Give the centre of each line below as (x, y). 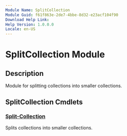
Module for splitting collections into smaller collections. (64, 86)
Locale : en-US (21, 29)
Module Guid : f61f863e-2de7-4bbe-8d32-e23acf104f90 (62, 15)
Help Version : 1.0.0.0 (30, 24)
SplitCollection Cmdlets (44, 102)
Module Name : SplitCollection (38, 10)
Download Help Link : (28, 20)
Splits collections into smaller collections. (49, 128)
